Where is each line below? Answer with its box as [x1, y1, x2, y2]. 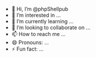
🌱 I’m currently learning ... [11, 18, 74, 24]
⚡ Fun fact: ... [11, 45, 44, 52]
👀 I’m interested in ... [11, 12, 61, 19]
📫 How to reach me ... [11, 31, 66, 37]
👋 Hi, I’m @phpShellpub [11, 6, 69, 12]
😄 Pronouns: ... [11, 39, 49, 46]
